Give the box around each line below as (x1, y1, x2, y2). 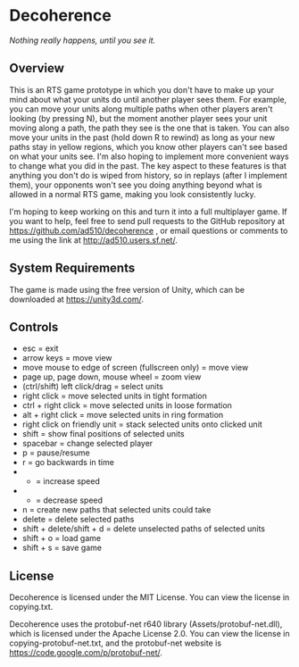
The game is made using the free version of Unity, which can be (9, 284, 245, 295)
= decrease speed (35, 495, 104, 505)
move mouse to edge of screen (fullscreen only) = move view (21, 363, 249, 373)
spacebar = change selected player (21, 438, 154, 449)
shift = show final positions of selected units (21, 429, 185, 439)
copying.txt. (9, 602, 54, 613)
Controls (9, 319, 59, 335)
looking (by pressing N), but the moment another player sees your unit (9, 113, 268, 123)
